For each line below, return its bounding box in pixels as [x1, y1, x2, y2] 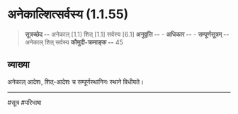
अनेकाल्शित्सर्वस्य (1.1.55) [7, 6, 129, 23]
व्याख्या [7, 59, 30, 71]
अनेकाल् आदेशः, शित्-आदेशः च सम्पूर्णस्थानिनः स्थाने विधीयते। [7, 77, 144, 86]
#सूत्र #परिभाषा [7, 98, 42, 106]
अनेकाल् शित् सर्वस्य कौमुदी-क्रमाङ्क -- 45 [24, 38, 124, 46]
